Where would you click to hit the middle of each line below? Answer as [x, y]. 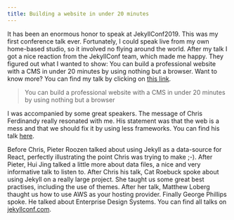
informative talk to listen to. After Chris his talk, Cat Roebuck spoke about [113, 172]
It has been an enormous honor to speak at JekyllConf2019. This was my [113, 34]
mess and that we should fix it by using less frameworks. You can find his [113, 128]
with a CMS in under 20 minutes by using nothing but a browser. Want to [112, 71]
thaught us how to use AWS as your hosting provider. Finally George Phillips [117, 194]
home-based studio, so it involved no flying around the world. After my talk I [117, 48]
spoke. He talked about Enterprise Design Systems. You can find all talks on [117, 202]
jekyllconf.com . [29, 209]
